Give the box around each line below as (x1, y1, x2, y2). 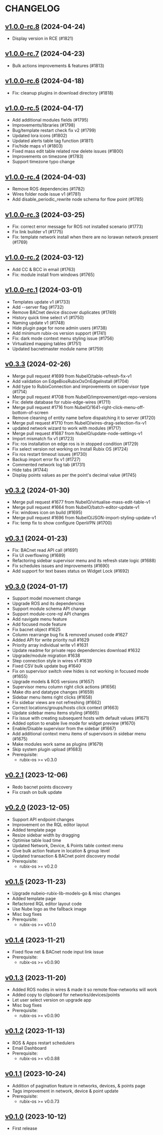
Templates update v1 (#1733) (12, 299, 71, 304)
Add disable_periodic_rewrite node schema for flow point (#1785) (12, 197, 144, 202)
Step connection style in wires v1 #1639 (12, 657, 92, 663)
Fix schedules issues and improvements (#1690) (12, 563, 110, 569)
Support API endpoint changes (12, 816, 74, 822)
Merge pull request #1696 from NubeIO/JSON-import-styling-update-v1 (12, 515, 156, 521)
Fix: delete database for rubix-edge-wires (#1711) (12, 399, 111, 405)
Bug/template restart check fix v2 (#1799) (12, 127, 96, 133)
